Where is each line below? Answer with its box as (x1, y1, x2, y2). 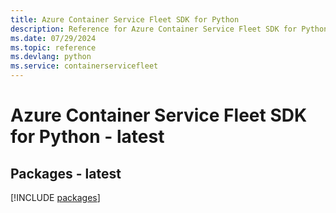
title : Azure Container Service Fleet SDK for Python (10, 14, 240, 25)
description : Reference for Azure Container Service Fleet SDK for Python (10, 24, 329, 34)
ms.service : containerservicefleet (10, 61, 159, 71)
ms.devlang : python (10, 52, 92, 62)
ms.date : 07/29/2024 (10, 33, 97, 43)
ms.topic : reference (10, 42, 97, 53)
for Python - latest (10, 126, 165, 148)
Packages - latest (10, 165, 122, 182)
